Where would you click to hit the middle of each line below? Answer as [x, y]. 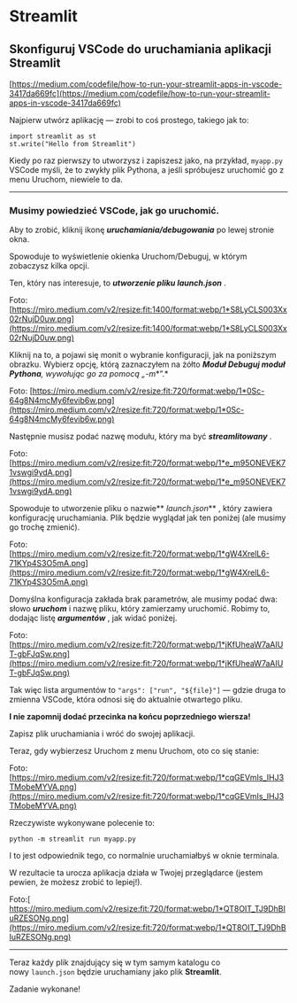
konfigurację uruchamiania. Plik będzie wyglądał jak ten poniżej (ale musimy [148, 518]
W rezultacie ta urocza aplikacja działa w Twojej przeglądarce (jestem [136, 873]
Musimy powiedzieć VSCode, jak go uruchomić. [114, 210]
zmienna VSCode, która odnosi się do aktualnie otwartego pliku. [126, 700]
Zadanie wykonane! [45, 989]
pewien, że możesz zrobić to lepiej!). [76, 882]
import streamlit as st [53, 136]
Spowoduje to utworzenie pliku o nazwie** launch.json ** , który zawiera [141, 509]
